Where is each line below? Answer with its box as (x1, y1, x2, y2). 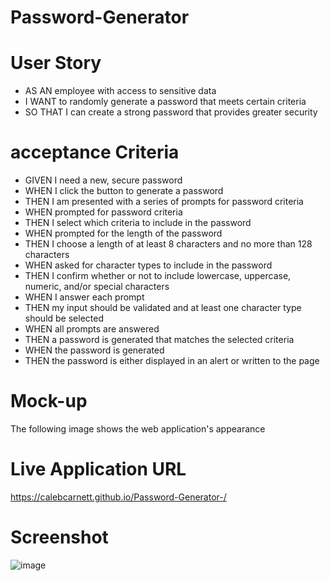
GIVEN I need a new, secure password (24, 174, 183, 186)
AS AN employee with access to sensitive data (24, 85, 217, 97)
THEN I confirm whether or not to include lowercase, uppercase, (24, 270, 292, 282)
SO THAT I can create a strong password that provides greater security (24, 106, 318, 118)
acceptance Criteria (10, 141, 180, 164)
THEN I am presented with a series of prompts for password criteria (24, 196, 304, 208)
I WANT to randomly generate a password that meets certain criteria (24, 96, 307, 108)
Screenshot (10, 526, 109, 549)
